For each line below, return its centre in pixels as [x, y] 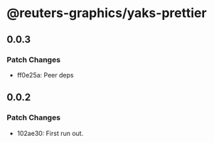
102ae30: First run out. [50, 133]
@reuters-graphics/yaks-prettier [107, 13]
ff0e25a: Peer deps [45, 75]
